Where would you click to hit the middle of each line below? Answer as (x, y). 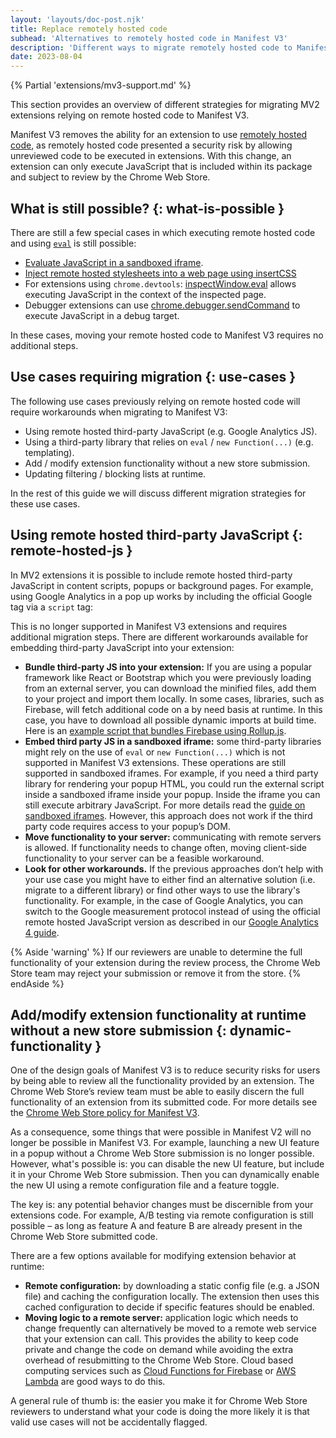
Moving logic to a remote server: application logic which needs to (161, 1318)
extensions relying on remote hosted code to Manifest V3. (130, 115)
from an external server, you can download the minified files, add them (170, 688)
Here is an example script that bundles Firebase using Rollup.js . (155, 730)
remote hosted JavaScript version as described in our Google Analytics (171, 922)
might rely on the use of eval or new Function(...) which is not (155, 752)
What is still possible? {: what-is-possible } (147, 208)
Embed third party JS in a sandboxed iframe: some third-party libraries (173, 741)
